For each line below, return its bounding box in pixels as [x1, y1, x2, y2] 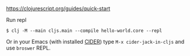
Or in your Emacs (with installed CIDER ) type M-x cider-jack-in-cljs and [6, 38, 185, 45]
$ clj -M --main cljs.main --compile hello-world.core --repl [6, 28, 162, 34]
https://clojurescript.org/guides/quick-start [6, 5, 110, 12]
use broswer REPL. [6, 44, 51, 51]
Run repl [6, 17, 27, 23]
